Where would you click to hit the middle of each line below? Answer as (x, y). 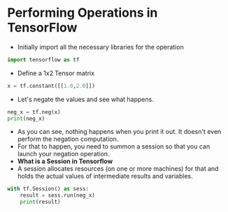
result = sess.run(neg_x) (58, 196)
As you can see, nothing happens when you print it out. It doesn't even (119, 132)
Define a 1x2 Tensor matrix (56, 73)
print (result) (40, 202)
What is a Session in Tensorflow (65, 161)
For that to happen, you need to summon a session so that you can (114, 146)
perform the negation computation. (68, 139)
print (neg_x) (26, 119)
